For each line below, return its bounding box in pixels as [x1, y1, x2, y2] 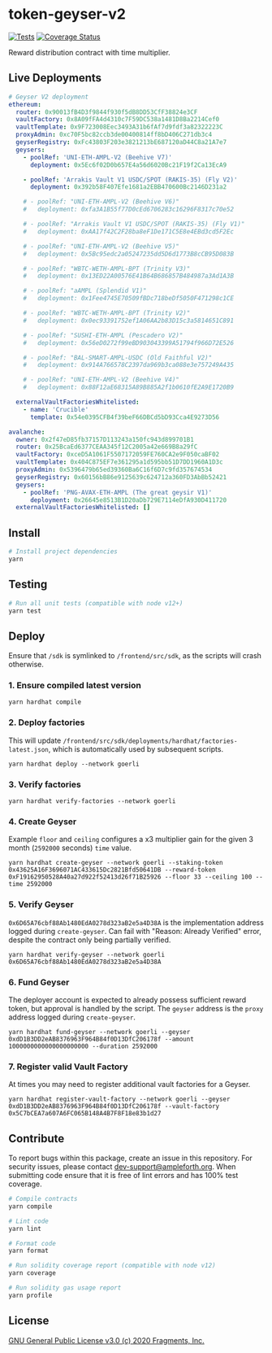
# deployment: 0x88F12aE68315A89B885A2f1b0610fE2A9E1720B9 [23, 383, 234, 391]
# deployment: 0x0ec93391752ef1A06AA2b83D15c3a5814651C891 [23, 316, 234, 325]
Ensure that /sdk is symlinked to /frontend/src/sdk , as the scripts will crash [8, 651, 262, 661]
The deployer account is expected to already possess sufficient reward [8, 994, 246, 1005]
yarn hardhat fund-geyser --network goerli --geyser [8, 1028, 191, 1036]
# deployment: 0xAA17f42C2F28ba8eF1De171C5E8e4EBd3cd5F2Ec [23, 227, 234, 236]
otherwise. [8, 660, 45, 670]
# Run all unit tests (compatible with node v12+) [8, 599, 183, 607]
